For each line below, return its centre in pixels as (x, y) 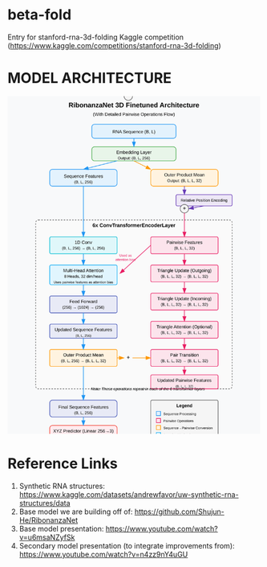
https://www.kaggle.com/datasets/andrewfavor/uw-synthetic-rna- (129, 494)
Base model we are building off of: (76, 512)
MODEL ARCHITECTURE (90, 78)
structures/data (44, 503)
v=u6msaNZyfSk (47, 537)
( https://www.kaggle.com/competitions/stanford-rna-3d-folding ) (114, 45)
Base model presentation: (61, 528)
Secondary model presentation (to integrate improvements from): (127, 545)
